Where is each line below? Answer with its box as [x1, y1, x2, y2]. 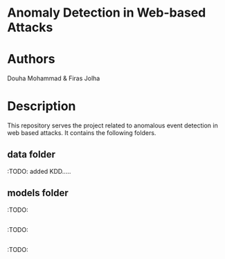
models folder [7, 187, 69, 199]
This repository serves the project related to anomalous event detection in [7, 121, 218, 129]
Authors [7, 51, 55, 67]
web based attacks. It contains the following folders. [7, 129, 156, 137]
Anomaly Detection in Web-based [7, 5, 206, 21]
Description [7, 98, 76, 114]
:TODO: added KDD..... [7, 167, 71, 175]
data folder [7, 149, 56, 161]
